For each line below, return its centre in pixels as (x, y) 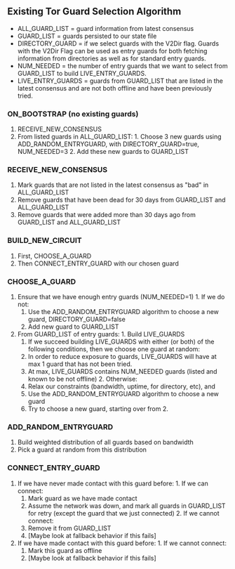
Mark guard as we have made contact (83, 498)
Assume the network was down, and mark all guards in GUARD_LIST (127, 506)
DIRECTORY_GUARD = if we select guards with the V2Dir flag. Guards (118, 43)
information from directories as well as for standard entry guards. (112, 58)
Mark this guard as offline (65, 550)
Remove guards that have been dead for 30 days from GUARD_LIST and (121, 200)
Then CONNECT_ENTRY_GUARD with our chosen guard (98, 263)
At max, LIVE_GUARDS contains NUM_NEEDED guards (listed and (122, 371)
